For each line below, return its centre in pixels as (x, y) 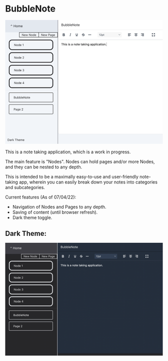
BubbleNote (30, 9)
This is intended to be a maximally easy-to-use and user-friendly (72, 177)
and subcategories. (25, 188)
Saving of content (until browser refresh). (55, 212)
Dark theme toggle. (32, 218)
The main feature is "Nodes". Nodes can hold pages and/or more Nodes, (80, 162)
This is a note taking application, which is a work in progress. (68, 152)
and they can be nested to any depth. (44, 167)
